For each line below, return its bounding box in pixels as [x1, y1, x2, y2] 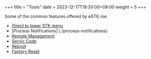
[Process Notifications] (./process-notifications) [11, 28, 108, 33]
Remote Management [11, 33, 55, 39]
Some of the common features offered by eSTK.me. [4, 14, 108, 19]
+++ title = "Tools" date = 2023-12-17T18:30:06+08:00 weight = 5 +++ [4, 4, 147, 10]
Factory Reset [11, 48, 40, 54]
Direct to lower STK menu [11, 23, 64, 29]
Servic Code [11, 38, 37, 44]
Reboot [11, 44, 26, 49]
